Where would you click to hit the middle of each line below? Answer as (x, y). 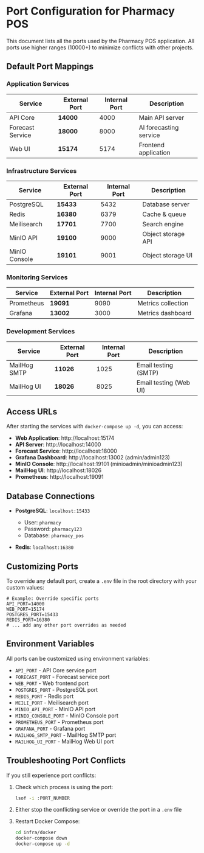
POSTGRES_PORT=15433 (32, 615)
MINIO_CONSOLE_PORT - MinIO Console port (66, 715)
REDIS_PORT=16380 (28, 620)
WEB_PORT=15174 (25, 609)
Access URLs (32, 412)
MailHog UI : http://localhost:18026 (58, 470)
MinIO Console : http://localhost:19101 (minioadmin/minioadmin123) (99, 464)
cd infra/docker (36, 833)
